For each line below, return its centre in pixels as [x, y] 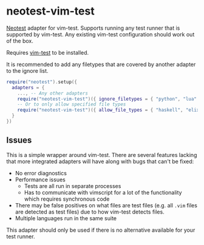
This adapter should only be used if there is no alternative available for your [101, 230]
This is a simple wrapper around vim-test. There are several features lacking [102, 155]
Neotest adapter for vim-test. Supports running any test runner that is [93, 28]
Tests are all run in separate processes [73, 186]
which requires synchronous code [67, 199]
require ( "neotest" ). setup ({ [42, 82]
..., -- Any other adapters [53, 93]
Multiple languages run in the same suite [66, 218]
